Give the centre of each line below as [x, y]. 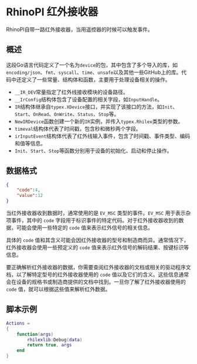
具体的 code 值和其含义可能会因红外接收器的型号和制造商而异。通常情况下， [98, 240]
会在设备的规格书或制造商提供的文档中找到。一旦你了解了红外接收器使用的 [96, 282]
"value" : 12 [30, 196]
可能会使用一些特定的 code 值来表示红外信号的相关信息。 [85, 228]
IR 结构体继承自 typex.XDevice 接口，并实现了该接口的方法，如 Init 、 [96, 107]
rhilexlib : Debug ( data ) [55, 340]
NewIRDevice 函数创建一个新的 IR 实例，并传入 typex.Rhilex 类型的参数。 [99, 121]
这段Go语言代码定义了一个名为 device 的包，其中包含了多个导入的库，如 [92, 64]
